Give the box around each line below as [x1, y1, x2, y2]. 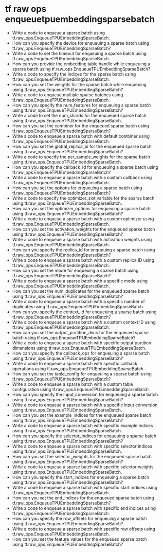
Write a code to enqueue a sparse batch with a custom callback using [12, 174, 152, 180]
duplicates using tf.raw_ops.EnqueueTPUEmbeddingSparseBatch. [12, 303, 145, 309]
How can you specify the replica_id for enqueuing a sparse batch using [12, 247, 155, 252]
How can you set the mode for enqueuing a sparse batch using [12, 267, 139, 273]
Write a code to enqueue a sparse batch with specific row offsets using [12, 526, 156, 532]
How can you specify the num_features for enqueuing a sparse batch [12, 102, 151, 108]
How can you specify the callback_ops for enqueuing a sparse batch [12, 350, 150, 356]
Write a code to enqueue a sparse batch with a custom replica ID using [12, 257, 155, 263]
